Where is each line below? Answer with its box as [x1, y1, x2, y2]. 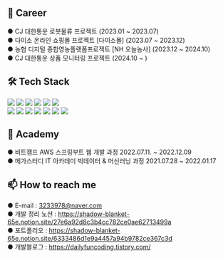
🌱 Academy [7, 128, 59, 140]
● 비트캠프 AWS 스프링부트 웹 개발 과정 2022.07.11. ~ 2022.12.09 [7, 148, 192, 157]
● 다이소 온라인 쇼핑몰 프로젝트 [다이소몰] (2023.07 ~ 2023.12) [7, 36, 185, 44]
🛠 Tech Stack [7, 76, 70, 88]
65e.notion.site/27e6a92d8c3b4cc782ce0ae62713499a [7, 218, 172, 227]
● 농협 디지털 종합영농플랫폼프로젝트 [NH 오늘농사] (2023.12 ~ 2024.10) [7, 44, 211, 53]
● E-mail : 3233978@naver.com [7, 201, 102, 210]
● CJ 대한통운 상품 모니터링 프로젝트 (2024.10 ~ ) [7, 53, 147, 62]
